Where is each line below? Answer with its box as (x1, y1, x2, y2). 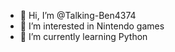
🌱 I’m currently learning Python (19, 31, 148, 42)
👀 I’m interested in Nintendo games (19, 20, 165, 32)
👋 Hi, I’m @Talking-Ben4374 (19, 10, 137, 21)
